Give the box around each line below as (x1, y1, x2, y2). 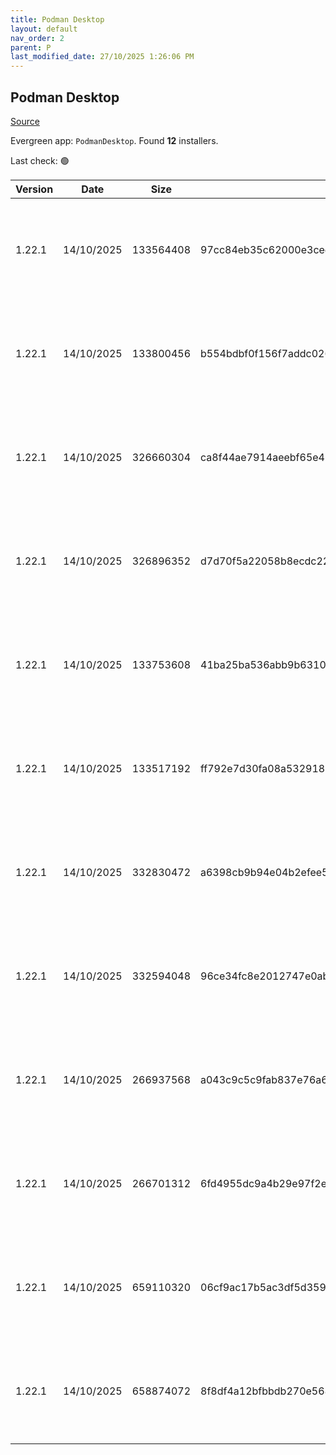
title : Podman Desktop (10, 14, 105, 25)
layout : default (10, 24, 78, 34)
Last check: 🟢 (10, 154, 70, 166)
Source (10, 115, 40, 127)
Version (15, 182, 54, 196)
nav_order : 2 (10, 33, 65, 43)
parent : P (10, 42, 52, 53)
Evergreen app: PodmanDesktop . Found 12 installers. (10, 134, 219, 146)
